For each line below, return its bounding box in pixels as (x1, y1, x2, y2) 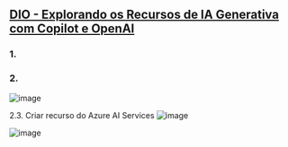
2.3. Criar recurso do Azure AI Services (9, 109, 155, 120)
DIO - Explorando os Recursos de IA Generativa (9, 7, 279, 22)
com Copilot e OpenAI (9, 22, 135, 37)
